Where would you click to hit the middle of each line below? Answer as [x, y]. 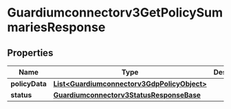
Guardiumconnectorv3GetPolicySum [115, 13]
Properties [30, 53]
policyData [29, 84]
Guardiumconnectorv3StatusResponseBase [127, 95]
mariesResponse [56, 27]
